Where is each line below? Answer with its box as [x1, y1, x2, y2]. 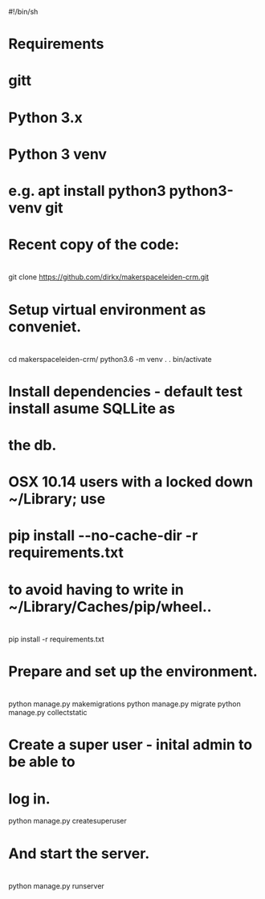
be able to [8, 753, 75, 771]
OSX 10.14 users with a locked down [8, 473, 254, 491]
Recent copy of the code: [8, 236, 179, 254]
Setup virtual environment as [8, 300, 206, 319]
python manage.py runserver [8, 881, 104, 890]
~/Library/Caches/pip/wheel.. [8, 597, 212, 616]
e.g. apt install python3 [8, 181, 166, 200]
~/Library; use [8, 490, 106, 508]
